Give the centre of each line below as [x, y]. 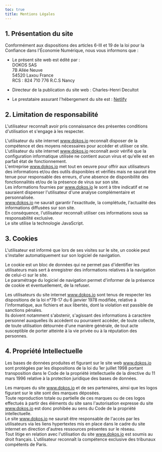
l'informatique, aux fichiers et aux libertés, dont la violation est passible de [79, 305]
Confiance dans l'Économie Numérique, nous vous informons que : [72, 50]
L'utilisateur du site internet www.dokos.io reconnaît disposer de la [71, 141]
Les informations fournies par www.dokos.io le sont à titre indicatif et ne [77, 187]
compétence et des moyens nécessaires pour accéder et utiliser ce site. [77, 146]
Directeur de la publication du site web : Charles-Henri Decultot [75, 90]
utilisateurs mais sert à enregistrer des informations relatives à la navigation [80, 270]
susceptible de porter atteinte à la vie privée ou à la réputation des [71, 331]
